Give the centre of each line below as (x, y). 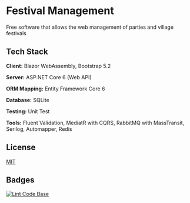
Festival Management (60, 11)
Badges (20, 180)
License (21, 148)
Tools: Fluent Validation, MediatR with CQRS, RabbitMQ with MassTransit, (95, 123)
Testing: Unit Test (28, 111)
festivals (16, 33)
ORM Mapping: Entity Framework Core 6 (56, 89)
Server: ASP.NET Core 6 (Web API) (49, 77)
